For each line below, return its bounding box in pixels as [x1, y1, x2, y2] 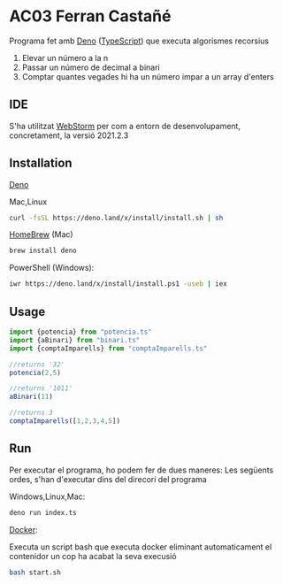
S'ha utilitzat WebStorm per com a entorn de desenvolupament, [9, 120, 241, 131]
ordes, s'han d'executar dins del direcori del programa [9, 473, 208, 484]
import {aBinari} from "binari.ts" [9, 335, 141, 344]
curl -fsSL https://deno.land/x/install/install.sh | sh [9, 213, 224, 222]
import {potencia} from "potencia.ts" [9, 327, 152, 336]
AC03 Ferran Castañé [9, 6, 172, 27]
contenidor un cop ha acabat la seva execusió [9, 550, 177, 561]
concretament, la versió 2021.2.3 [9, 130, 129, 141]
